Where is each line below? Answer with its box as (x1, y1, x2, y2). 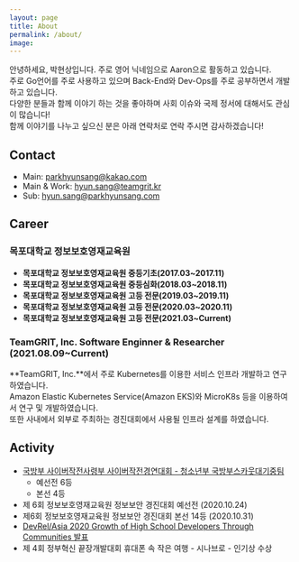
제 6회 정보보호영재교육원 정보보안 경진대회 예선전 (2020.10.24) (22, 499, 248, 510)
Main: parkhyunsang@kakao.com (22, 171, 147, 182)
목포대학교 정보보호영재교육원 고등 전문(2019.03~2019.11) (22, 290, 230, 300)
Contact (9, 147, 56, 162)
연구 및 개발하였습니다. (18, 402, 99, 413)
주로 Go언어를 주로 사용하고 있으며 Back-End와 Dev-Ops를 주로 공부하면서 (9, 76, 274, 87)
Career (9, 217, 50, 232)
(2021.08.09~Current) (9, 346, 110, 359)
